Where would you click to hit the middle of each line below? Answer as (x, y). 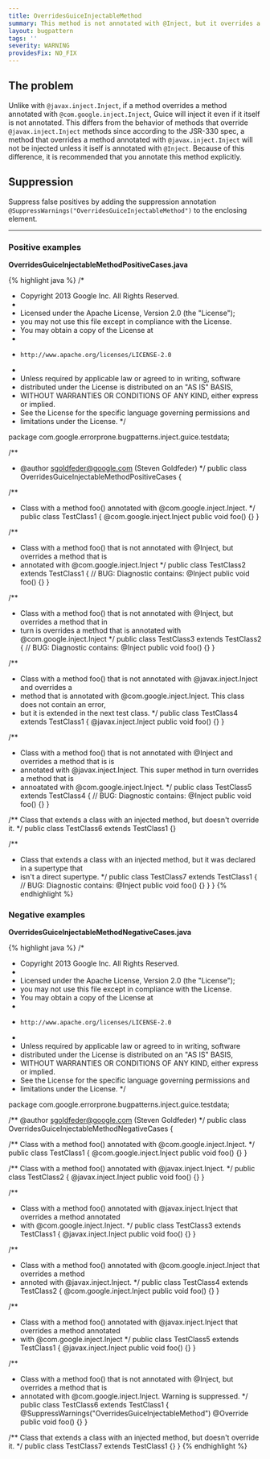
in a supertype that (51, 868)
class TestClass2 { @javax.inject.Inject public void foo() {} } (106, 1177)
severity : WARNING (39, 46)
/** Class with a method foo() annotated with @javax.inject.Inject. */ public (132, 1169)
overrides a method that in (63, 621)
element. (23, 218)
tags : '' (23, 38)
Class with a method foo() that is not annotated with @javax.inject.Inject (139, 679)
